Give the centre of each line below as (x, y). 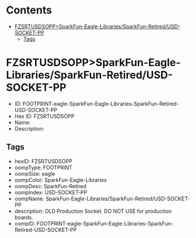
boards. (24, 217)
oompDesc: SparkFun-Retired (50, 186)
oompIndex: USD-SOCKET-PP (51, 192)
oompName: (30, 198)
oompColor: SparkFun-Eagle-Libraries (61, 180)
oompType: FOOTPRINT (43, 167)
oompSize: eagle (35, 174)
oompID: (25, 223)
